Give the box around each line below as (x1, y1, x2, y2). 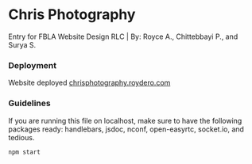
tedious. (8, 132, 35, 142)
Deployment (8, 59, 57, 71)
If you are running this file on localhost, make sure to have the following (8, 116, 242, 125)
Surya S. (8, 40, 37, 49)
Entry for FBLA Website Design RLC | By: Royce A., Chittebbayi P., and (8, 32, 238, 41)
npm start (8, 148, 41, 156)
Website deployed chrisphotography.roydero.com (8, 78, 171, 88)
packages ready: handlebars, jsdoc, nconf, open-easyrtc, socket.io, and (8, 124, 245, 134)
